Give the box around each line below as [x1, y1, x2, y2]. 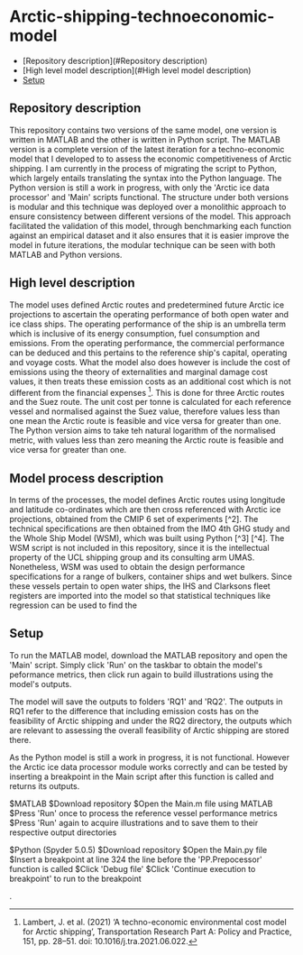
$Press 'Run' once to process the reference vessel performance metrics [9, 807, 278, 818]
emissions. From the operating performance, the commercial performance [9, 337, 285, 348]
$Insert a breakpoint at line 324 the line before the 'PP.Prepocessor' [9, 854, 263, 865]
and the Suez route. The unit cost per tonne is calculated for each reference [9, 397, 291, 408]
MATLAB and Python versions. [9, 249, 123, 260]
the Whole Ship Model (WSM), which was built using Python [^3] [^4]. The [9, 533, 285, 544]
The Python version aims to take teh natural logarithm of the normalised [9, 426, 276, 436]
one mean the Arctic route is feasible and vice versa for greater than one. [9, 416, 281, 427]
